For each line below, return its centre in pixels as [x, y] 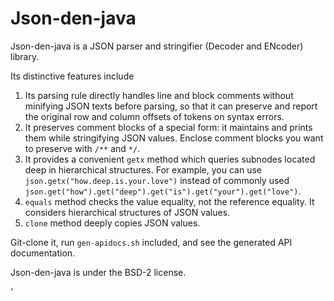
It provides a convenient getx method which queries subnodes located [170, 159]
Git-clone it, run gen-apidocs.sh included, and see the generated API [151, 242]
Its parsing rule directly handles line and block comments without [159, 95]
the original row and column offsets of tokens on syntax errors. [154, 116]
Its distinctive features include [72, 76]
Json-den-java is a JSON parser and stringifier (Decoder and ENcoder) [157, 46]
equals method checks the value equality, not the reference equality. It [169, 201]
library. [25, 56]
